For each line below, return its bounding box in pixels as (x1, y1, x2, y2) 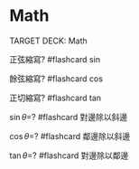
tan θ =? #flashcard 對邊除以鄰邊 (9, 150, 129, 161)
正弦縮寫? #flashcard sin (9, 53, 101, 64)
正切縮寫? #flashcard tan (9, 92, 102, 103)
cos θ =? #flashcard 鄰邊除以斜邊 (9, 130, 131, 141)
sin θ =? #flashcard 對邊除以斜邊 (9, 111, 128, 122)
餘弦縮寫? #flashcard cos (9, 73, 104, 84)
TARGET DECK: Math (9, 35, 88, 46)
